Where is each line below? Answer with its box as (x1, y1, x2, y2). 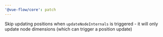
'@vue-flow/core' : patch (4, 7, 56, 12)
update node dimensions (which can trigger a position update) (4, 26, 133, 32)
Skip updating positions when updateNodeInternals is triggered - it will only (4, 21, 159, 27)
